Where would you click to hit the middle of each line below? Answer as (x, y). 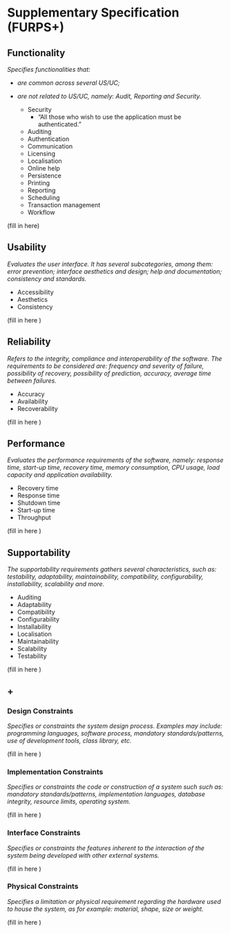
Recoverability (38, 408)
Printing (39, 183)
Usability (27, 248)
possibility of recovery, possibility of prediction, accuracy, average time (109, 373)
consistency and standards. (47, 278)
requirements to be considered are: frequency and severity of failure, (106, 366)
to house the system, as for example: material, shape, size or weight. (105, 909)
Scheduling (44, 198)
